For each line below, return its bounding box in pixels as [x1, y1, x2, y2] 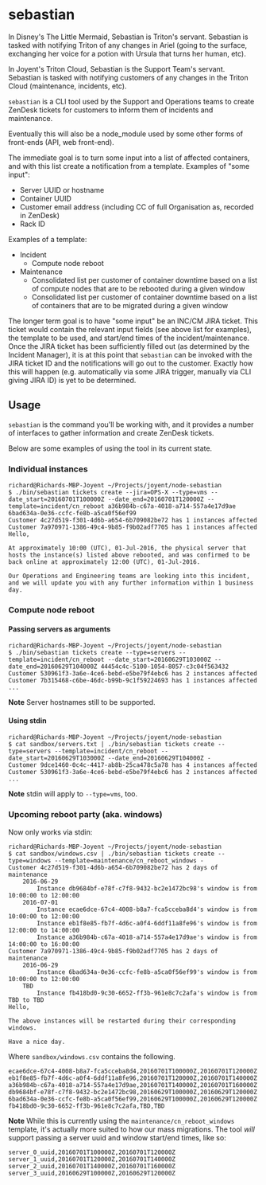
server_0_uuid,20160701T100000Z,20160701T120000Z [8, 1148, 176, 1156]
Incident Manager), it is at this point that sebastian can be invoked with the [8, 350, 253, 359]
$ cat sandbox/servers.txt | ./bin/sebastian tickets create [8, 741, 215, 749]
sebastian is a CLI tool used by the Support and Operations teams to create [8, 96, 255, 106]
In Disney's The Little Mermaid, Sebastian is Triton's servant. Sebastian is [8, 32, 249, 41]
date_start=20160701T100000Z [8, 495, 105, 503]
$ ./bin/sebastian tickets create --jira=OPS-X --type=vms [8, 488, 208, 497]
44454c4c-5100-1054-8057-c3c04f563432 [100, 663, 229, 671]
